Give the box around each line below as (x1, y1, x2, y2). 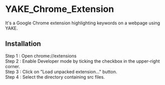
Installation (5, 40, 41, 48)
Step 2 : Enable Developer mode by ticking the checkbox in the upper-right (5, 58, 160, 64)
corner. (5, 63, 20, 69)
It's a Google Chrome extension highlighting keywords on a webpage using (5, 20, 160, 26)
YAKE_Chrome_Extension (5, 3, 114, 15)
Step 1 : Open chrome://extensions (5, 53, 77, 59)
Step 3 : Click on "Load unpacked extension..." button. (5, 69, 117, 75)
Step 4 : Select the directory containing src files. (5, 74, 105, 80)
